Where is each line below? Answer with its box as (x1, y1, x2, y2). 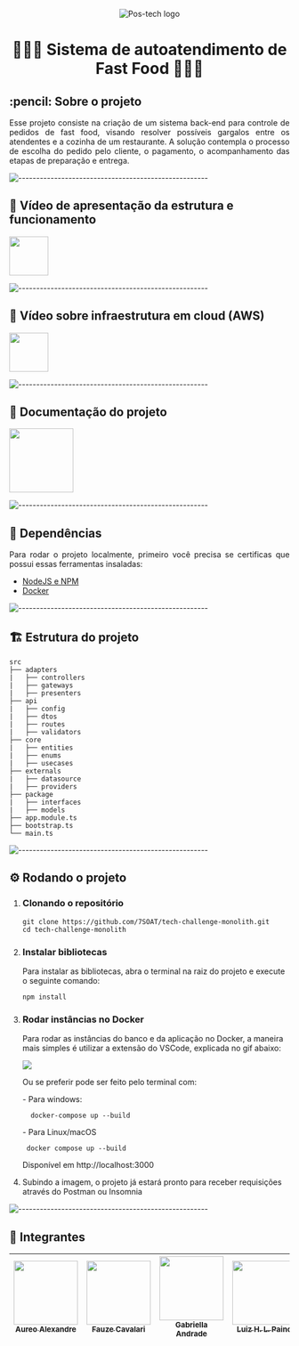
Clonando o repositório (21, 897, 125, 910)
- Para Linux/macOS (21, 1127, 97, 1138)
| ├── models (9, 806, 66, 815)
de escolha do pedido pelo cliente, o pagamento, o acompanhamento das (9, 146, 290, 156)
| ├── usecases (9, 759, 74, 768)
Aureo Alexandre (14, 1325, 77, 1334)
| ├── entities (9, 743, 74, 752)
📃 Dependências (9, 525, 102, 540)
